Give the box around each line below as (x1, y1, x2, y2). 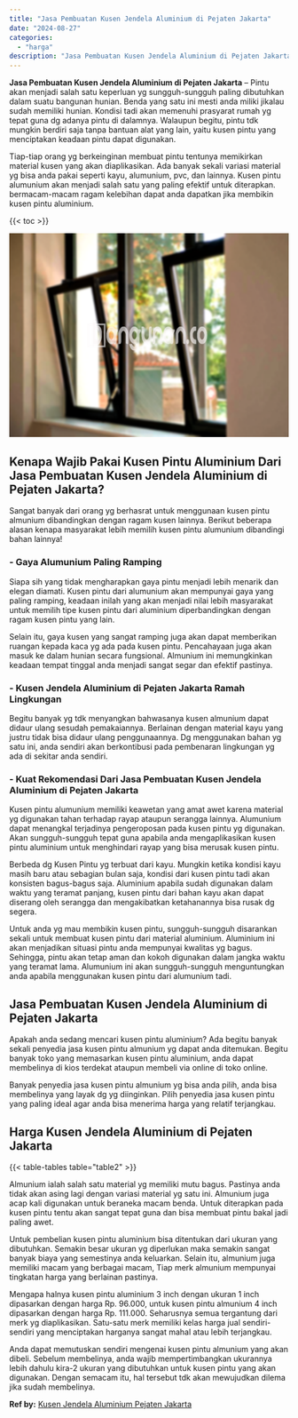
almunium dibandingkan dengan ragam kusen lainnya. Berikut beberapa (9, 515, 272, 526)
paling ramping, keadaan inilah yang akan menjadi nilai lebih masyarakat (9, 595, 273, 606)
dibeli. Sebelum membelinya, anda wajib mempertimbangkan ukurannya (9, 1353, 272, 1364)
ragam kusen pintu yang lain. (9, 614, 115, 625)
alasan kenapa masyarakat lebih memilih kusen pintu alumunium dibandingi (9, 524, 285, 535)
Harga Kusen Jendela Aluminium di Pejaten (9, 1124, 253, 1139)
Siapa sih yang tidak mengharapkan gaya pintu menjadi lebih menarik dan (9, 576, 279, 586)
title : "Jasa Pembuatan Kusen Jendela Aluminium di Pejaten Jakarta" (9, 14, 272, 23)
